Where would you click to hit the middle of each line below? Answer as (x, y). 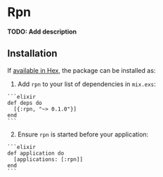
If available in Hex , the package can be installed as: (81, 70)
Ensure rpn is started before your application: (83, 134)
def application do (36, 153)
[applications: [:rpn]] (48, 159)
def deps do (25, 103)
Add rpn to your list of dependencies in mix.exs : (86, 84)
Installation (32, 54)
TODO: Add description (42, 31)
